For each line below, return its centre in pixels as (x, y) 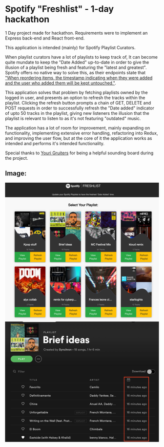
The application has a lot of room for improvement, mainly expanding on (78, 128)
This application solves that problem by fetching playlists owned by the (76, 92)
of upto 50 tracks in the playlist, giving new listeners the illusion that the (77, 113)
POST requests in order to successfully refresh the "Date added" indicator (80, 108)
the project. (17, 158)
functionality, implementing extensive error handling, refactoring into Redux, (82, 133)
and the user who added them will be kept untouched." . (61, 83)
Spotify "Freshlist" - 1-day (59, 9)
